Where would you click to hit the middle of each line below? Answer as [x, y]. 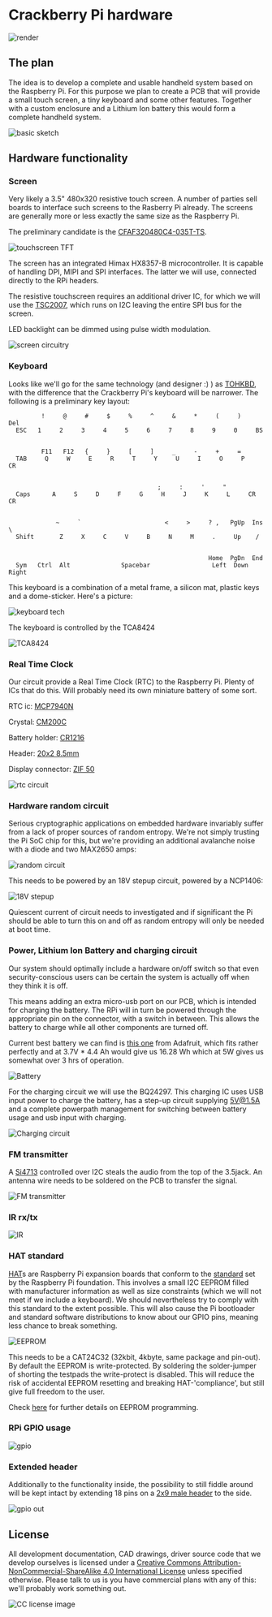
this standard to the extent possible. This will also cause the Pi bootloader [132, 1308]
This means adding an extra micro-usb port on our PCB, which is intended [133, 1001]
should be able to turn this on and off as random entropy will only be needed [136, 921]
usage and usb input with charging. [67, 1117]
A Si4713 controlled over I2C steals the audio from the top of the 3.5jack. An [135, 1171]
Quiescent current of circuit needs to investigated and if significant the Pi [131, 912]
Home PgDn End [236, 558]
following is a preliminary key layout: [69, 401]
